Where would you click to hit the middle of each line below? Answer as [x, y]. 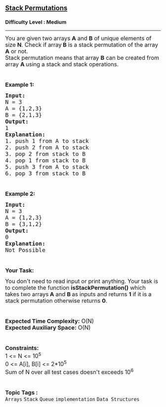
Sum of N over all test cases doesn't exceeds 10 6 [69, 371]
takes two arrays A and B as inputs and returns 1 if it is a [78, 294]
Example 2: [20, 194]
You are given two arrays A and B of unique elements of [78, 38]
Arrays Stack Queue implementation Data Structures [72, 399]
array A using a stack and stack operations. [62, 64]
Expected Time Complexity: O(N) [50, 321]
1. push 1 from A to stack [47, 141]
